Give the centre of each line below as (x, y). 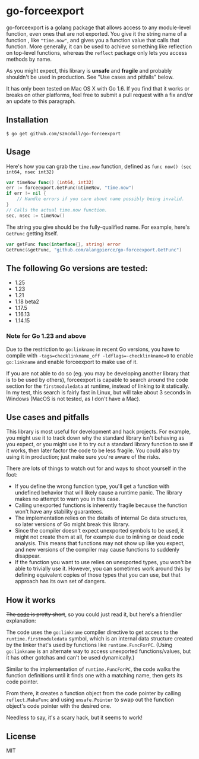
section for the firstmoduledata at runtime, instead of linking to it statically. (98, 386)
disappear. (28, 556)
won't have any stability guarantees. (59, 512)
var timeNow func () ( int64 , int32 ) (50, 182)
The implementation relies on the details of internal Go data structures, (101, 518)
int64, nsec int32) (30, 172)
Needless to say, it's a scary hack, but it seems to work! (74, 718)
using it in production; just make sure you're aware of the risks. (83, 457)
